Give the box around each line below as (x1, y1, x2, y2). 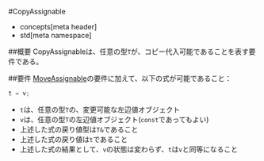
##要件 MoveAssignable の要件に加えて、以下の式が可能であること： (8, 74, 232, 82)
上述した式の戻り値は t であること (19, 134, 128, 144)
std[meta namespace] (19, 31, 92, 40)
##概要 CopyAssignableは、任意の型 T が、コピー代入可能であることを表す (8, 47, 249, 56)
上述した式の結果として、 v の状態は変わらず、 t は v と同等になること (19, 144, 238, 154)
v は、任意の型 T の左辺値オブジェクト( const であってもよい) (19, 114, 209, 124)
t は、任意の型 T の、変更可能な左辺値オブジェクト (19, 105, 181, 114)
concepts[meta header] (19, 22, 98, 31)
